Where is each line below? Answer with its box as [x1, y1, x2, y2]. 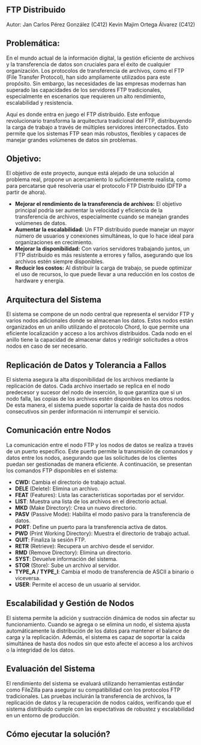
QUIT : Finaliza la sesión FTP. [14, 536, 86, 543]
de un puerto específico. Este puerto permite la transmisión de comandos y [6, 448, 193, 455]
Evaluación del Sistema [6, 664, 95, 674]
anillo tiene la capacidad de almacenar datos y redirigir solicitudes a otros [6, 336, 188, 344]
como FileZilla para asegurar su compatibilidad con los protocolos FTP [6, 686, 181, 693]
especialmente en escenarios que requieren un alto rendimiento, [6, 93, 166, 100]
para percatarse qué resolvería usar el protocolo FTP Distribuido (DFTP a [6, 182, 187, 190]
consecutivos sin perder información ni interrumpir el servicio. [6, 408, 160, 415]
